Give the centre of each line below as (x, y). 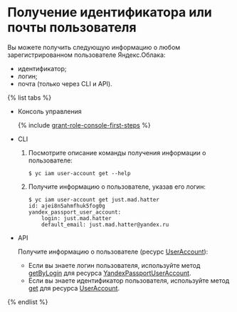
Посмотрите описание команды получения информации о (117, 152)
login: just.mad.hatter (77, 218)
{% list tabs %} (30, 98)
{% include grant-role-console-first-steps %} (84, 125)
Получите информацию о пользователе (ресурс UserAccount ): (113, 251)
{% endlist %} (28, 302)
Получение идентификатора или (110, 12)
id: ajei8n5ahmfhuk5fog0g (67, 206)
